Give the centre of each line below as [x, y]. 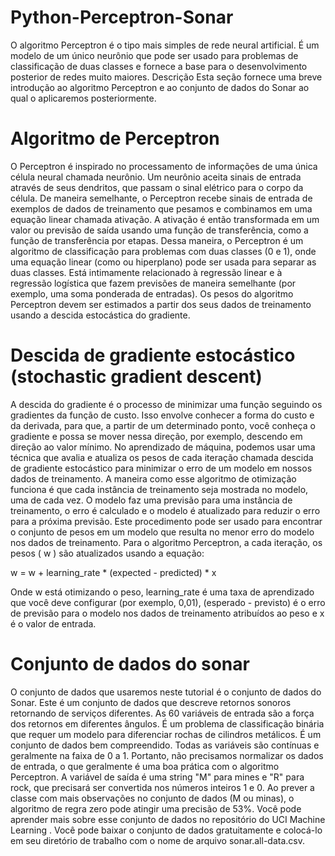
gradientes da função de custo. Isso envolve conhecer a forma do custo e [162, 415]
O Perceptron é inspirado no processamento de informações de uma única [164, 166]
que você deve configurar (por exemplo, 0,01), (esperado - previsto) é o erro [168, 602]
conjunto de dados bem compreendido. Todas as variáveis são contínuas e [165, 745]
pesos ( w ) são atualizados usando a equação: [107, 553]
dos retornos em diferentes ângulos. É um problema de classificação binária [167, 723]
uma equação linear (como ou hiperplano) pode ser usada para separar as [163, 262]
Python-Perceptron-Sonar [122, 17]
